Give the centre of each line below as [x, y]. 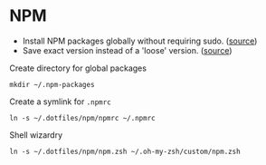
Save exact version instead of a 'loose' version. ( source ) [127, 50]
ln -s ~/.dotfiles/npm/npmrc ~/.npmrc [82, 118]
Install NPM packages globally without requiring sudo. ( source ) [140, 41]
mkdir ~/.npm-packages [52, 84]
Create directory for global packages [78, 68]
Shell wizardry [36, 135]
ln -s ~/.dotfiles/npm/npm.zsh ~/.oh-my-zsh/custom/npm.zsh [125, 151]
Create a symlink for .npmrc [60, 102]
